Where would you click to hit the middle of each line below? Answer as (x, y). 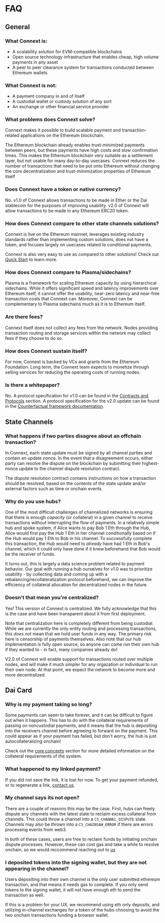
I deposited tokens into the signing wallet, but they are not (76, 862)
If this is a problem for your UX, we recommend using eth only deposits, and (82, 905)
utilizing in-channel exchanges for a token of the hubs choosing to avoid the (82, 910)
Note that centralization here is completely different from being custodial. (79, 623)
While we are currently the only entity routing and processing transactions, (81, 629)
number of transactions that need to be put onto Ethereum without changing (82, 166)
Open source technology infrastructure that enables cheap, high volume (85, 57)
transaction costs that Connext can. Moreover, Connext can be (69, 299)
